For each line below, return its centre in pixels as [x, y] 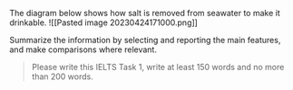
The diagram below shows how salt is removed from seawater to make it [145, 13]
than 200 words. [62, 76]
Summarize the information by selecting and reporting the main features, [145, 40]
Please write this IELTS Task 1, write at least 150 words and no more [158, 67]
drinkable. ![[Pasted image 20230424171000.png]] [103, 22]
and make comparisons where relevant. [83, 49]
